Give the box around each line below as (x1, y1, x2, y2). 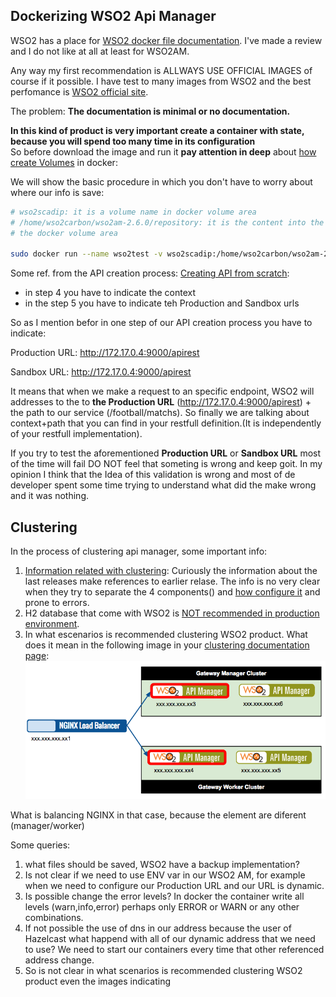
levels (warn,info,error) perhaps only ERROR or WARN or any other (24, 900, 300, 913)
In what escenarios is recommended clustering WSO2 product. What (24, 629, 308, 640)
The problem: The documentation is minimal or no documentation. (10, 105, 291, 117)
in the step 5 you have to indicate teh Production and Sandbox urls (24, 297, 300, 309)
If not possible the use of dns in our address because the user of (24, 922, 292, 934)
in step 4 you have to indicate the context (24, 287, 197, 299)
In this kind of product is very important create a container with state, (10, 124, 305, 136)
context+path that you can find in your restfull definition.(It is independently (10, 417, 322, 429)
